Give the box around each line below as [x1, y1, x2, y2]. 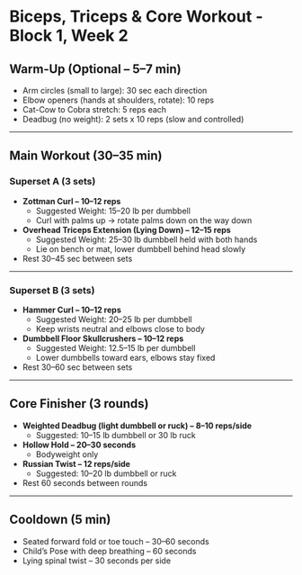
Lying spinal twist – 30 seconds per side [22, 555, 172, 566]
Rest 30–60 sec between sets [22, 362, 133, 373]
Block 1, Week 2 [9, 25, 129, 46]
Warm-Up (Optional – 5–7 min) [9, 61, 182, 76]
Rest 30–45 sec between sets [22, 253, 133, 264]
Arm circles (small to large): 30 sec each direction [22, 85, 208, 95]
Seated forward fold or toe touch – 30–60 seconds [22, 535, 209, 546]
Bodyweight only [35, 448, 99, 460]
